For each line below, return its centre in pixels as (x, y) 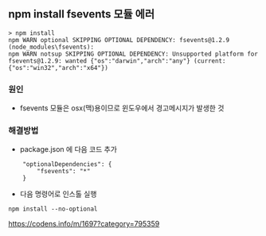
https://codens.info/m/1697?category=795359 (84, 224)
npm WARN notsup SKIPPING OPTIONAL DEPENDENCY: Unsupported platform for (133, 54)
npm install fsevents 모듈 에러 (82, 14)
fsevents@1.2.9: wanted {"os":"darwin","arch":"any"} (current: (117, 61)
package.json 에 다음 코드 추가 (68, 149)
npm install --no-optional (53, 209)
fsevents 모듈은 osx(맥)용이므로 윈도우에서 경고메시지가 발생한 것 (122, 108)
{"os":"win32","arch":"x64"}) (59, 68)
